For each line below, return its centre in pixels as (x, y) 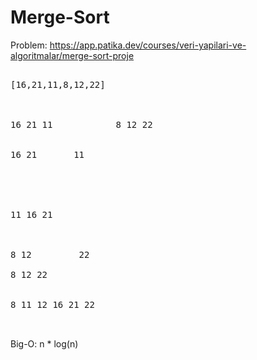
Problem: (29, 45)
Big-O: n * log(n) (44, 343)
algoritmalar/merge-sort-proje (72, 55)
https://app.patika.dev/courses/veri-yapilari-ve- (148, 45)
